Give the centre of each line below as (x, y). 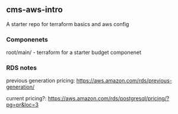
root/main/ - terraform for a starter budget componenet (74, 52)
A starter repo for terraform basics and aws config (68, 24)
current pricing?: (26, 99)
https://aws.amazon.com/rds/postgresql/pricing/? (109, 99)
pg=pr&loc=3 (22, 105)
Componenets (27, 39)
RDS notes (22, 68)
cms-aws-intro (35, 10)
